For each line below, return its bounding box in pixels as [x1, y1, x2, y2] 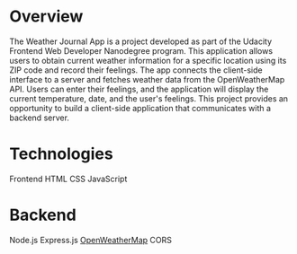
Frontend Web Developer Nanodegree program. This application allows [9, 45, 273, 56]
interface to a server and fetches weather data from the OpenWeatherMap [9, 74, 285, 84]
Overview [9, 6, 84, 27]
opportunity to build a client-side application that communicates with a [9, 102, 272, 113]
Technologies [9, 144, 114, 164]
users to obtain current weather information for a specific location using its [9, 55, 287, 66]
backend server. [9, 112, 70, 123]
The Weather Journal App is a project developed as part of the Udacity [9, 36, 273, 47]
